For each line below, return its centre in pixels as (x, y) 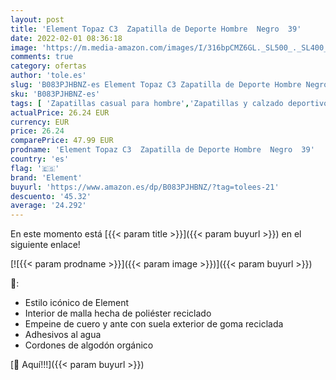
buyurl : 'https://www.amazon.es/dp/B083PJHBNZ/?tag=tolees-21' (145, 187)
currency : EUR (40, 122)
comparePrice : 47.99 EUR (62, 141)
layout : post (37, 19)
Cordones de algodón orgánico (89, 345)
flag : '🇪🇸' (35, 168)
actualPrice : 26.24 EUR (60, 112)
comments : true (42, 57)
